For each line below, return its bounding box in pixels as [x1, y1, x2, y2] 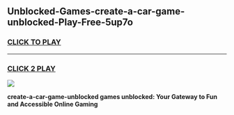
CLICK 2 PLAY [7, 63, 56, 73]
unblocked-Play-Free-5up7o [7, 17, 134, 29]
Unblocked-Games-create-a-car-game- [7, 6, 185, 17]
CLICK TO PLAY [7, 38, 61, 47]
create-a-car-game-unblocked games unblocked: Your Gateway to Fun [7, 92, 218, 100]
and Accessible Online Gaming [7, 100, 98, 108]
